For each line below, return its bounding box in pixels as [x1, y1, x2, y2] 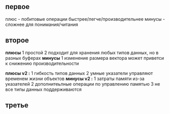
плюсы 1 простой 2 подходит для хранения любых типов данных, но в [5, 49, 159, 56]
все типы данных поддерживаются [5, 86, 82, 92]
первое [5, 3, 30, 11]
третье [5, 101, 29, 109]
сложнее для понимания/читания [5, 21, 78, 27]
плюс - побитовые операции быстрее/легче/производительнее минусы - [5, 16, 165, 22]
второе [5, 36, 29, 45]
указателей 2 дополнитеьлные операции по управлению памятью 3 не [5, 81, 160, 87]
